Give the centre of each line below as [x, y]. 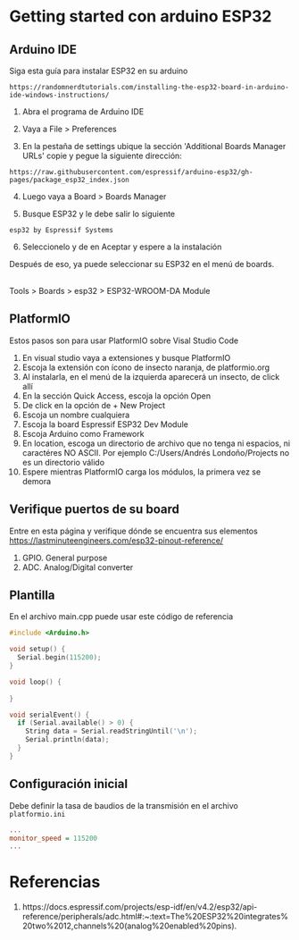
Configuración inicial [68, 784]
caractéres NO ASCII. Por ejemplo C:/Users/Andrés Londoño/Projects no [156, 452]
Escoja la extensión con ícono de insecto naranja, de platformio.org [146, 367]
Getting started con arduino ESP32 [141, 17]
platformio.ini [37, 814]
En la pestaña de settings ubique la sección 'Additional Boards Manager [154, 146]
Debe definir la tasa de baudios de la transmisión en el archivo [124, 805]
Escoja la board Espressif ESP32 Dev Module [105, 424]
